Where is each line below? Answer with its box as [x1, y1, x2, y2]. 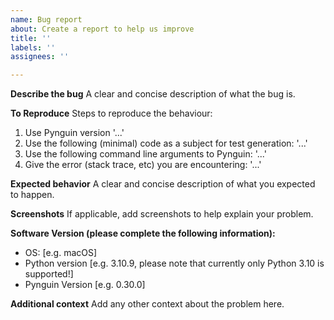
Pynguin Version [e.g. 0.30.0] [24, 279, 146, 291]
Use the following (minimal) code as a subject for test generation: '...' [24, 137, 308, 150]
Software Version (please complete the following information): [10, 227, 276, 240]
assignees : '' [10, 52, 70, 62]
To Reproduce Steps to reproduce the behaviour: [10, 107, 213, 120]
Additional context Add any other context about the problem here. [10, 298, 285, 310]
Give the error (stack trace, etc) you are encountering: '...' [24, 159, 262, 171]
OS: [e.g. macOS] [24, 247, 98, 259]
